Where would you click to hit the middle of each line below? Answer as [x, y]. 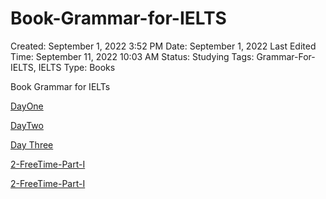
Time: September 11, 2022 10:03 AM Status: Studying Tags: [132, 56]
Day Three [32, 144]
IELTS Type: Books [77, 67]
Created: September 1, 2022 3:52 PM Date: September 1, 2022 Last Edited [163, 46]
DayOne [27, 106]
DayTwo [27, 125]
